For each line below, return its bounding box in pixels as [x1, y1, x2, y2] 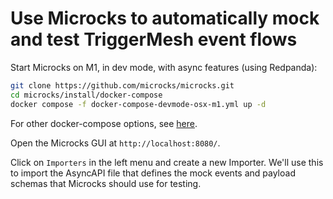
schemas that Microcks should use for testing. [10, 177, 202, 189]
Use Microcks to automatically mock [10, 7, 320, 30]
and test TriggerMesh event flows [10, 28, 298, 51]
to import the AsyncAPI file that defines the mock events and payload [10, 167, 296, 179]
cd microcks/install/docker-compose [10, 90, 163, 100]
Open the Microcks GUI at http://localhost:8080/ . [10, 137, 221, 149]
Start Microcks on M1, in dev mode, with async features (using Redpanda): [10, 61, 318, 73]
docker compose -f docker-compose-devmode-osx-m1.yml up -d [10, 99, 267, 109]
